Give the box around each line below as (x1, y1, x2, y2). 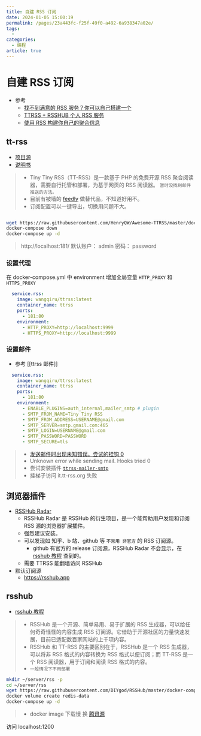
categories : (6, 37, 36, 43)
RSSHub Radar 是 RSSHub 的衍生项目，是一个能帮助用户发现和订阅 (23, 514, 190, 522)
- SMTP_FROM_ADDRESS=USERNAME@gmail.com (22, 416, 124, 423)
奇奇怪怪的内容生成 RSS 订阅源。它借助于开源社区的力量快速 (35, 628, 185, 635)
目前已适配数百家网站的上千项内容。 (40, 635, 130, 642)
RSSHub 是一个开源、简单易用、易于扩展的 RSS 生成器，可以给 (29, 620, 185, 627)
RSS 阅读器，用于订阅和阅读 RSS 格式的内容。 (36, 658, 151, 665)
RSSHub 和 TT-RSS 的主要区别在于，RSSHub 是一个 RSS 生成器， (29, 643, 193, 650)
